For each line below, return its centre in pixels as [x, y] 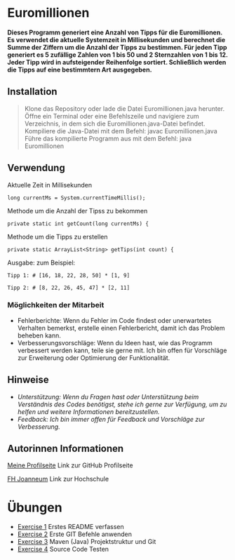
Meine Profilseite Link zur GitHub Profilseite [70, 465]
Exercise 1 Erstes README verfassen [70, 527]
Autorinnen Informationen [66, 449]
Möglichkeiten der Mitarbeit [56, 305]
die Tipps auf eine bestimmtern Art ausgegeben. [80, 69]
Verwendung [36, 168]
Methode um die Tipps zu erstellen [58, 236]
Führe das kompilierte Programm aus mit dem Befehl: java [108, 138]
